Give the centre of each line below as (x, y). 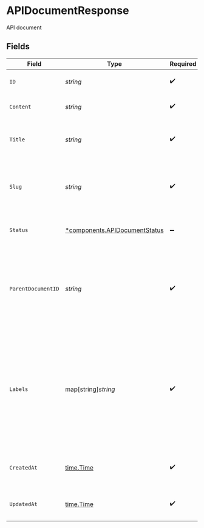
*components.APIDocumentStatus (114, 230)
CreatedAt (23, 467)
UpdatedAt (23, 504)
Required (183, 63)
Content (20, 107)
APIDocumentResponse (68, 11)
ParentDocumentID (34, 289)
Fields (18, 47)
